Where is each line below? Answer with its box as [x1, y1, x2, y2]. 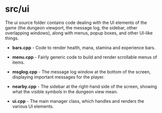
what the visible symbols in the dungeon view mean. [12, 89, 118, 94]
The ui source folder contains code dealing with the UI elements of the [5, 20, 147, 25]
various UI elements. [12, 103, 54, 109]
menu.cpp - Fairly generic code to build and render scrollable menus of [12, 54, 158, 60]
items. [12, 59, 25, 65]
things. [5, 35, 19, 41]
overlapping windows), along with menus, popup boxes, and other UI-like [5, 30, 153, 36]
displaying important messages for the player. [12, 74, 105, 80]
